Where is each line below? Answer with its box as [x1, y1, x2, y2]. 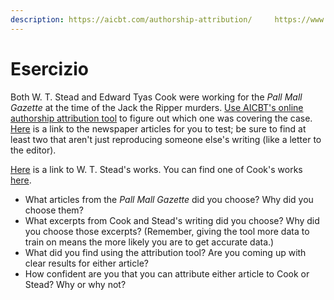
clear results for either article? [24, 257, 149, 269]
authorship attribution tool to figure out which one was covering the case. [10, 112, 313, 124]
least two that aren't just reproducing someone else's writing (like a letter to [10, 133, 322, 145]
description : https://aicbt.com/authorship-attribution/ [10, 14, 253, 25]
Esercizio [10, 57, 89, 80]
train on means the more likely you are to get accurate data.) [24, 236, 275, 248]
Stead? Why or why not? [24, 278, 127, 290]
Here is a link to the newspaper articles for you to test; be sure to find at [10, 122, 307, 135]
